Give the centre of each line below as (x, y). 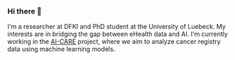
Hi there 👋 (25, 11)
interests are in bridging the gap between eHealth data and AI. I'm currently (118, 34)
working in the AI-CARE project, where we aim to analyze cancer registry (114, 42)
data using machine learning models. (61, 49)
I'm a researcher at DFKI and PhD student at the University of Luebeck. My (116, 27)
